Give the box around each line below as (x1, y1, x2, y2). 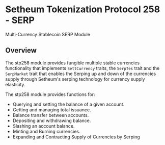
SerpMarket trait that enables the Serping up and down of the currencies (5, 70, 156, 77)
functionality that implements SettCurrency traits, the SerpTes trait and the (5, 65, 160, 71)
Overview (5, 46, 37, 55)
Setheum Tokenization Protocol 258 (5, 4, 160, 15)
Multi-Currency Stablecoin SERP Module (5, 31, 91, 37)
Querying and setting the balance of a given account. (12, 101, 125, 107)
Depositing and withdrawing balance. (12, 117, 91, 124)
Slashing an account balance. (12, 123, 75, 129)
